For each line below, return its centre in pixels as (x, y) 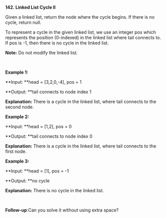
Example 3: (17, 161)
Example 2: (17, 117)
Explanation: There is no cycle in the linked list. (55, 190)
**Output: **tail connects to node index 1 (48, 92)
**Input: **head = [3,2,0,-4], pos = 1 (43, 82)
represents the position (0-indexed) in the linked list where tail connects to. (83, 38)
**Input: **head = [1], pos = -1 (37, 171)
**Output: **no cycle (27, 181)
